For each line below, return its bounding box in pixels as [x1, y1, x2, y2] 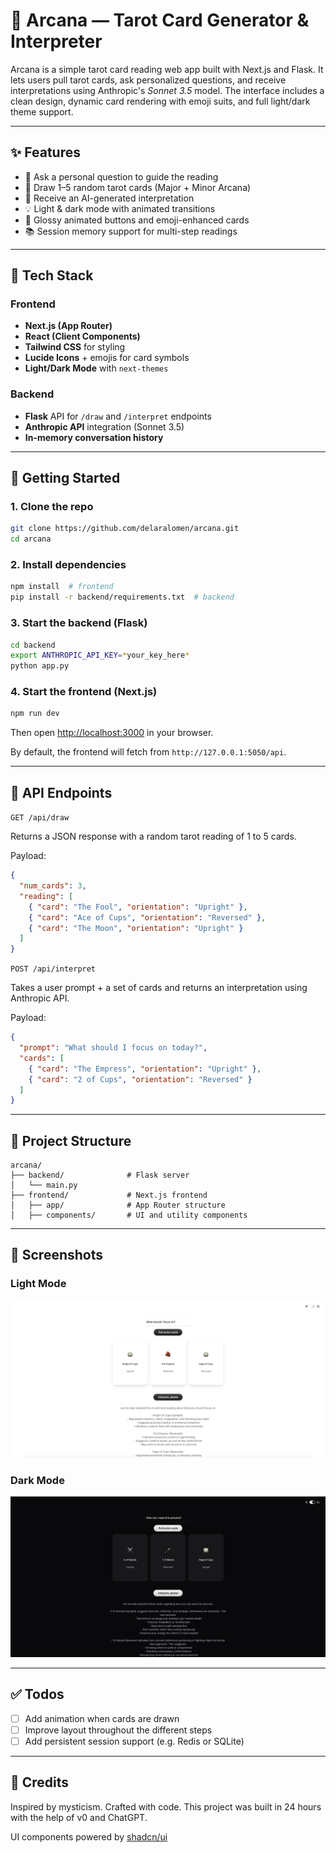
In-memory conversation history [24, 431, 164, 443]
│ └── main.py [10, 1180, 78, 1191]
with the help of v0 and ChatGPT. [10, 1811, 148, 1823]
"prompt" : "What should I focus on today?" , [19, 1043, 208, 1053]
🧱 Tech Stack [10, 267, 94, 284]
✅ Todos [10, 1686, 65, 1703]
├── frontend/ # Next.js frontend [10, 1190, 208, 1201]
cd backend [10, 640, 56, 650]
